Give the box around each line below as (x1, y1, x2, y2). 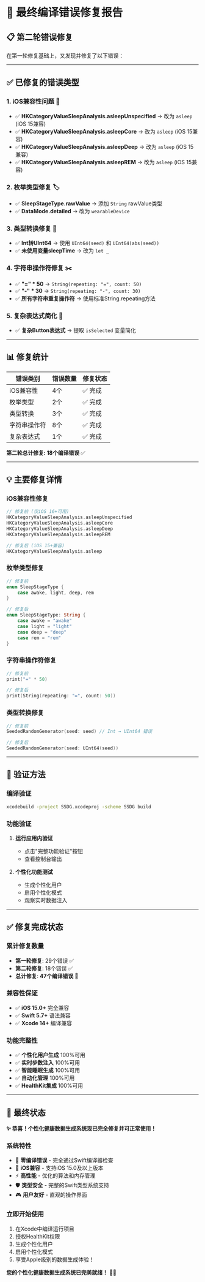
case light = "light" (17, 623, 72, 629)
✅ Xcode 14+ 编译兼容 (15, 1019, 72, 1026)
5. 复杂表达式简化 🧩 (6, 311, 63, 320)
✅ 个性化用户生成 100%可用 (15, 1052, 85, 1059)
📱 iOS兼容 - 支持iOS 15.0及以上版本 (15, 1164, 104, 1172)
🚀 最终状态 (6, 1107, 46, 1118)
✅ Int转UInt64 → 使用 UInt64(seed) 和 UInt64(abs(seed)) (15, 240, 160, 247)
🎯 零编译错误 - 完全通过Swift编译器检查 (15, 1156, 114, 1164)
